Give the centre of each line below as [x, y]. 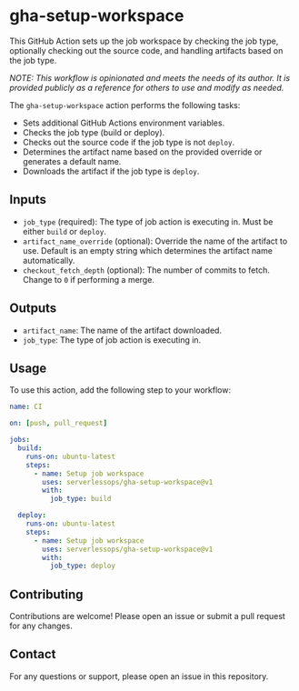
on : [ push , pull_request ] [58, 424]
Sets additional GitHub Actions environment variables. [124, 123]
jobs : [20, 440]
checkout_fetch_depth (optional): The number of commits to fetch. [146, 270]
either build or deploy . [64, 231]
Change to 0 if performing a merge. [88, 279]
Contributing [46, 594]
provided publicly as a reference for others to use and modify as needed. [147, 87]
